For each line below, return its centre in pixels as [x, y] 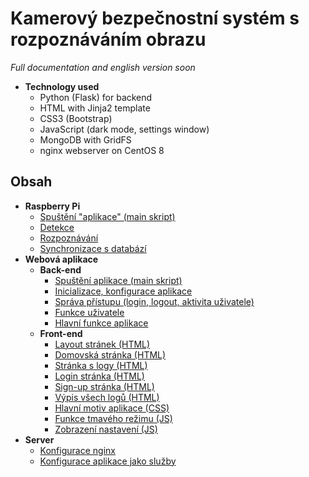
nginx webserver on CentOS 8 [102, 150]
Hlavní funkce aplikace [101, 323]
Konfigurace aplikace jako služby [108, 461]
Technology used [62, 86]
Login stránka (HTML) [99, 376]
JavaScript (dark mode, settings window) [124, 129]
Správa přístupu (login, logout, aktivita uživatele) [154, 301]
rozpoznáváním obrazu [108, 39]
